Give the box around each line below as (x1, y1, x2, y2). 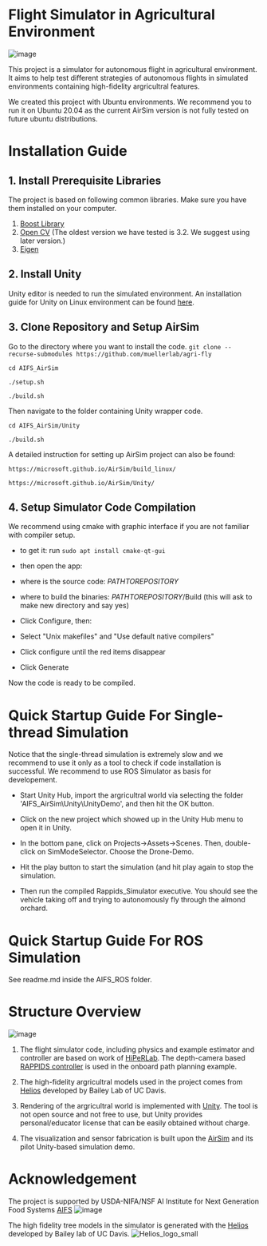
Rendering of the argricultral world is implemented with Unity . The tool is (19, 1101, 258, 1111)
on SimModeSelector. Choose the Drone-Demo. (37, 847, 194, 857)
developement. (8, 775, 58, 785)
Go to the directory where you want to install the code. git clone (8, 341, 222, 351)
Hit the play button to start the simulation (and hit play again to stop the (19, 862, 253, 872)
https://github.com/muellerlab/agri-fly (76, 350, 213, 358)
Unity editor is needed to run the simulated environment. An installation (8, 289, 241, 298)
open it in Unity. (19, 823, 72, 833)
